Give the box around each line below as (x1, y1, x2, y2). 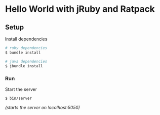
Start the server (5, 86, 37, 92)
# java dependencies (5, 59, 48, 64)
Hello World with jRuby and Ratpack (5, 3, 155, 15)
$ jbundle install (5, 63, 43, 68)
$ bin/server (5, 96, 32, 101)
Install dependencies (5, 36, 48, 42)
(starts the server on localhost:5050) (5, 104, 80, 110)
